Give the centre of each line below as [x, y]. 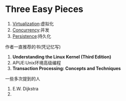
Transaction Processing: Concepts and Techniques [66, 68]
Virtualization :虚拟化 [33, 23]
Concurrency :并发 [31, 30]
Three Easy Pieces [44, 9]
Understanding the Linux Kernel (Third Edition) [62, 56]
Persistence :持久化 [32, 36]
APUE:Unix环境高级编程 [37, 62]
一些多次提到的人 [23, 78]
